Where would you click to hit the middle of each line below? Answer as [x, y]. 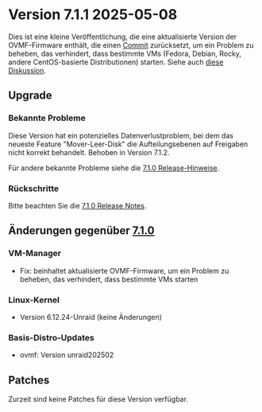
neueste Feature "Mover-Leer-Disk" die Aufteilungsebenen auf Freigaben [128, 144]
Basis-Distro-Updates [51, 337]
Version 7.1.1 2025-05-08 [93, 15]
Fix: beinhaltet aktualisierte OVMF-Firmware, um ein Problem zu [124, 270]
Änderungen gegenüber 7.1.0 [81, 231]
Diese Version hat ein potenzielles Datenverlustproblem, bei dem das [121, 135]
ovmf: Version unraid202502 [67, 355]
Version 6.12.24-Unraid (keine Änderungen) [91, 317]
